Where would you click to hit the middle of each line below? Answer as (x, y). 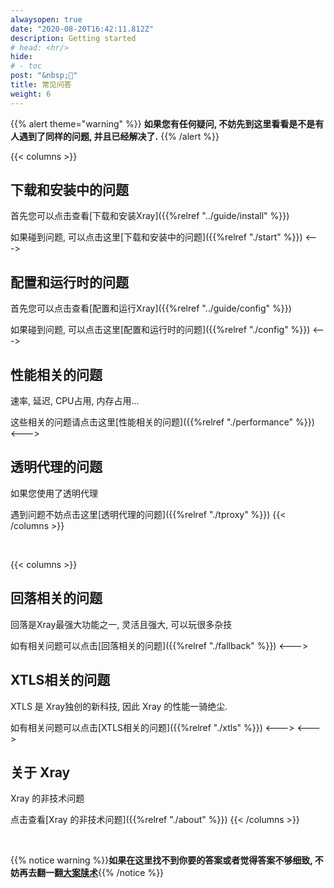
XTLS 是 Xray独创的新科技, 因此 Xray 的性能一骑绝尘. (119, 706)
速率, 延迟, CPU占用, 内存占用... (75, 401)
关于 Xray (40, 772)
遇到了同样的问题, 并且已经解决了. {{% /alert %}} (119, 136)
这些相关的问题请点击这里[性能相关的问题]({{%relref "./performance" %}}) (162, 422)
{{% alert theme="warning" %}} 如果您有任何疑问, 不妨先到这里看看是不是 (163, 123)
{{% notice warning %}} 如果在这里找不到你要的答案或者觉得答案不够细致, (161, 860)
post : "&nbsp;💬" (44, 76)
